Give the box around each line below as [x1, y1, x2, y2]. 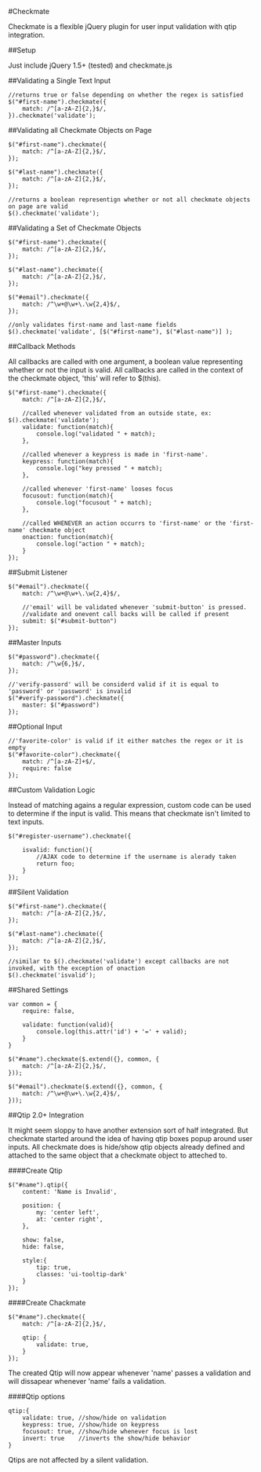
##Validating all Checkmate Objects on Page [8, 126, 152, 134]
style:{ [22, 1257, 47, 1265]
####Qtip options [8, 1392, 65, 1401]
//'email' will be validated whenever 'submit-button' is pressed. [22, 604, 247, 611]
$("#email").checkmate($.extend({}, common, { [8, 1083, 163, 1091]
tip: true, [36, 1264, 72, 1272]
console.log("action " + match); [36, 540, 146, 548]
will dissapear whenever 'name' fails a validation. [8, 1377, 167, 1386]
